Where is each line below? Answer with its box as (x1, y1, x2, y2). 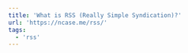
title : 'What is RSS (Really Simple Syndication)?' (8, 11, 182, 19)
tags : (8, 26, 26, 34)
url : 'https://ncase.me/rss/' (8, 19, 108, 26)
